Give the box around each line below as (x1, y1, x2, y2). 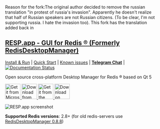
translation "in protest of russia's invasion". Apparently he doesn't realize (5, 9, 152, 15)
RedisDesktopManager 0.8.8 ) (5, 118, 64, 124)
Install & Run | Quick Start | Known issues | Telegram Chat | (5, 59, 125, 65)
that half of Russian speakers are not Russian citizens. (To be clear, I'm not (5, 15, 155, 20)
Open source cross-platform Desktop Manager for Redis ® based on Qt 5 (5, 74, 152, 80)
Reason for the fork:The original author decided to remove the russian (5, 4, 145, 10)
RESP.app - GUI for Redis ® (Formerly (5, 39, 120, 47)
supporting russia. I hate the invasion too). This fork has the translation (5, 19, 147, 25)
